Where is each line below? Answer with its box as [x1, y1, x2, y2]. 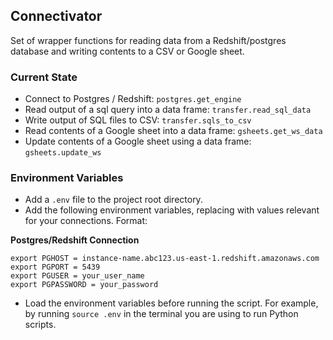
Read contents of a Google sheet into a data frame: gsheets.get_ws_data [24, 125, 323, 137]
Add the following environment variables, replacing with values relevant [24, 204, 320, 216]
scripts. [24, 319, 57, 331]
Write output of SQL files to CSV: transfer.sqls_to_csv [24, 114, 252, 126]
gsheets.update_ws [24, 148, 102, 158]
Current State [10, 70, 78, 84]
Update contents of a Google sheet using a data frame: [24, 135, 252, 148]
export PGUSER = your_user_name [10, 271, 145, 281]
